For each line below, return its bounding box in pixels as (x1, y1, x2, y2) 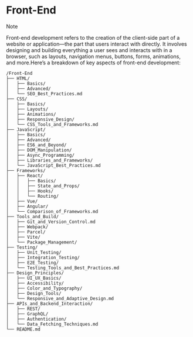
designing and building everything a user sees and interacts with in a (6, 46, 172, 53)
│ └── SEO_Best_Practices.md (6, 91, 83, 97)
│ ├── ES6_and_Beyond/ (6, 142, 67, 148)
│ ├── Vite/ (6, 234, 41, 240)
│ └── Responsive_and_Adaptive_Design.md (6, 295, 114, 301)
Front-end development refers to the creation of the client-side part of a (6, 34, 180, 41)
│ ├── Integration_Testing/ (6, 255, 80, 260)
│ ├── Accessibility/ (6, 280, 65, 286)
